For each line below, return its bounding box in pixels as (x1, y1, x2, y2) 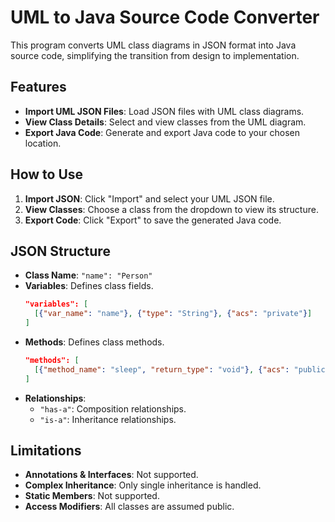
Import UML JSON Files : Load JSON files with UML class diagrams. (24, 105, 305, 117)
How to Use (10, 166, 84, 183)
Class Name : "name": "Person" (24, 269, 153, 281)
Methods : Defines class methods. (24, 336, 165, 348)
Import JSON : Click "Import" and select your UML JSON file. (24, 192, 275, 205)
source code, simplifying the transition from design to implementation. (10, 49, 300, 61)
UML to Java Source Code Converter (10, 6, 320, 29)
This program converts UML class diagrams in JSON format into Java (10, 39, 297, 51)
